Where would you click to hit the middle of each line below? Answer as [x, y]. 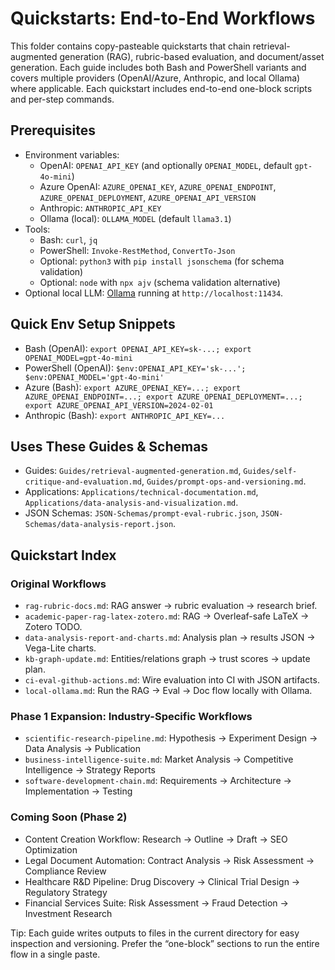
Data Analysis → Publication [82, 749]
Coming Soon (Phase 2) [69, 817]
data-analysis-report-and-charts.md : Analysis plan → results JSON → [170, 638]
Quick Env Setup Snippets [93, 324]
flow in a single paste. [55, 954]
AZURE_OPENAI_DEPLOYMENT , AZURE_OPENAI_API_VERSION [148, 197]
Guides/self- [270, 472]
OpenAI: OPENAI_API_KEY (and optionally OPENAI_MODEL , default [166, 165]
